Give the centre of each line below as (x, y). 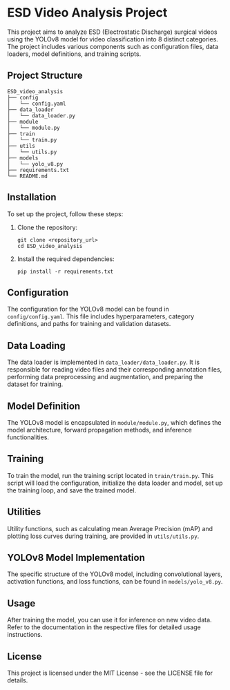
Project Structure (45, 76)
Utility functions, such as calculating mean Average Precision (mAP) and (110, 528)
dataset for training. (35, 384)
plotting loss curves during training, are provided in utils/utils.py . (103, 536)
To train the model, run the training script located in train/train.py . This (111, 475)
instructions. (25, 635)
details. (18, 680)
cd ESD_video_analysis (50, 246)
